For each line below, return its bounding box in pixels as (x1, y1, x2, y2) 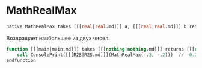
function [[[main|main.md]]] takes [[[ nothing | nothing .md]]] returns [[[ (6, 46, 195, 52)
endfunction (6, 57, 36, 63)
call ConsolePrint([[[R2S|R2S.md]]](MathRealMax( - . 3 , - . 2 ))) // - (17, 52, 189, 58)
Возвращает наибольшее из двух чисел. (6, 34, 110, 42)
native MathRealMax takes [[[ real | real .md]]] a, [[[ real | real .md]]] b (6, 23, 187, 29)
